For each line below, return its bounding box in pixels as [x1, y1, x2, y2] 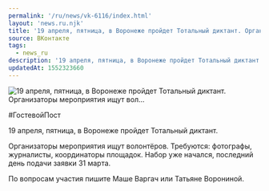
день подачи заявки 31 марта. [8, 158, 111, 168]
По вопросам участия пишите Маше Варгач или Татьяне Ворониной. [8, 173, 244, 183]
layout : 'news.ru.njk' [8, 19, 84, 27]
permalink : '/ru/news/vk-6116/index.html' [8, 11, 152, 20]
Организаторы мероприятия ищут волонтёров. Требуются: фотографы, [8, 141, 252, 151]
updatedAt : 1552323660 [8, 64, 84, 72]
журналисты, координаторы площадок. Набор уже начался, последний [8, 149, 254, 159]
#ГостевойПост [8, 110, 62, 120]
